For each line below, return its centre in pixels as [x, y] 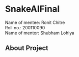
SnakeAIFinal [32, 9]
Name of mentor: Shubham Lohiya [40, 33]
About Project [27, 48]
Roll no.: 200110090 [25, 27]
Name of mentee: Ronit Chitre [35, 22]
